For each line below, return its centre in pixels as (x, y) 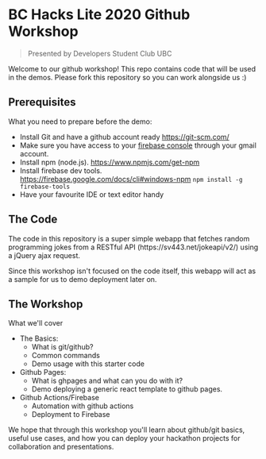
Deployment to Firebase (71, 415)
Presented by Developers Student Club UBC (100, 53)
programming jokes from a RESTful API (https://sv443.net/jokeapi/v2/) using (133, 247)
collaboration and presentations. (61, 447)
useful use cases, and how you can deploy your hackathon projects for (124, 438)
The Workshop (46, 304)
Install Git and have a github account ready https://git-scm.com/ (125, 137)
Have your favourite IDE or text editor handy (92, 194)
